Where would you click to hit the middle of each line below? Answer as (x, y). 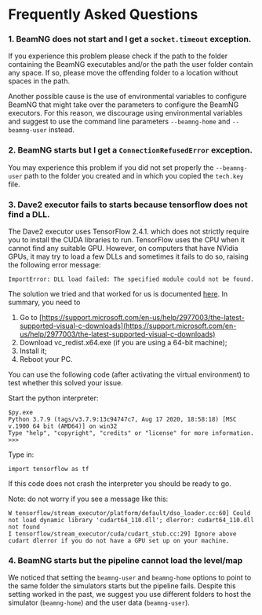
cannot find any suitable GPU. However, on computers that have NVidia (123, 249)
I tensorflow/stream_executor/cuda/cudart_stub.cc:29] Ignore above (122, 534)
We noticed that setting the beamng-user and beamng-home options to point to (130, 578)
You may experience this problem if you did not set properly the (111, 168)
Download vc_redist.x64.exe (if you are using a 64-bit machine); (123, 343)
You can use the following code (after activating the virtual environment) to (129, 374)
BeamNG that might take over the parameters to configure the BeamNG (124, 105)
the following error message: (55, 265)
